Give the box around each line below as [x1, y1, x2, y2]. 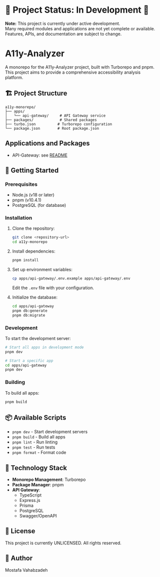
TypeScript [19, 492, 42, 498]
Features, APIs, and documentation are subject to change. [5, 31, 122, 37]
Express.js [19, 497, 40, 503]
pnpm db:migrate [12, 313, 45, 318]
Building [5, 379, 25, 386]
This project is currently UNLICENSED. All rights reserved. [5, 540, 122, 546]
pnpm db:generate [12, 308, 48, 313]
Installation [5, 215, 33, 221]
